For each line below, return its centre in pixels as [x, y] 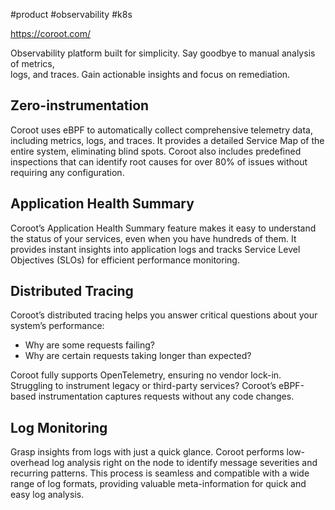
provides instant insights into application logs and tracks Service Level [155, 249]
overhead [30, 463]
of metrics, [32, 63]
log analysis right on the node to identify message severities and [184, 463]
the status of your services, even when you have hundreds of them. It [153, 238]
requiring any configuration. [67, 172]
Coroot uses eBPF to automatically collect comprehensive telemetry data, [161, 130]
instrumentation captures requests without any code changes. [166, 396]
